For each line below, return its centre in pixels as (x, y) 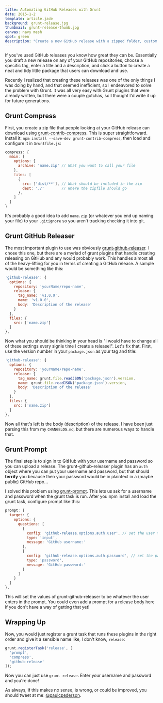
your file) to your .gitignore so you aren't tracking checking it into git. (75, 221)
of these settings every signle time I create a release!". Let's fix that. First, (79, 346)
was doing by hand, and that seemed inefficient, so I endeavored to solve (78, 85)
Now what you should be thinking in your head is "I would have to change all (81, 341)
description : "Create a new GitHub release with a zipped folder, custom (81, 41)
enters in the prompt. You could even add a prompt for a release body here (80, 602)
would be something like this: (34, 269)
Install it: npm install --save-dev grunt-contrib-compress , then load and (78, 138)
